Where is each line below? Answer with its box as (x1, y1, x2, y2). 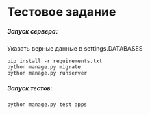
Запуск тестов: (7, 84, 53, 92)
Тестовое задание (7, 4, 116, 20)
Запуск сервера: (7, 27, 58, 35)
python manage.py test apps (7, 101, 88, 108)
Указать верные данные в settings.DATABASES (7, 44, 143, 53)
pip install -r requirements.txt (7, 57, 103, 65)
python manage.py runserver (7, 70, 88, 77)
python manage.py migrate (7, 64, 81, 71)
